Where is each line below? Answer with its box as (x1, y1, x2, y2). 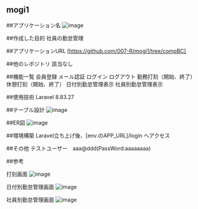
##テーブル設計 (6, 106, 45, 114)
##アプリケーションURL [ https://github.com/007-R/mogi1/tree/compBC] (6, 47, 186, 54)
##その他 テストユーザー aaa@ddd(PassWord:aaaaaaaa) (6, 144, 151, 152)
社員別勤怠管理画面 (6, 196, 54, 203)
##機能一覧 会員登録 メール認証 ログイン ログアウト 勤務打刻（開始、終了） (6, 72, 196, 80)
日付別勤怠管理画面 (6, 183, 54, 190)
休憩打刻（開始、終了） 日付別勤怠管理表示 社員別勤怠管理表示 (6, 80, 163, 88)
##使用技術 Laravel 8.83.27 (6, 93, 74, 100)
